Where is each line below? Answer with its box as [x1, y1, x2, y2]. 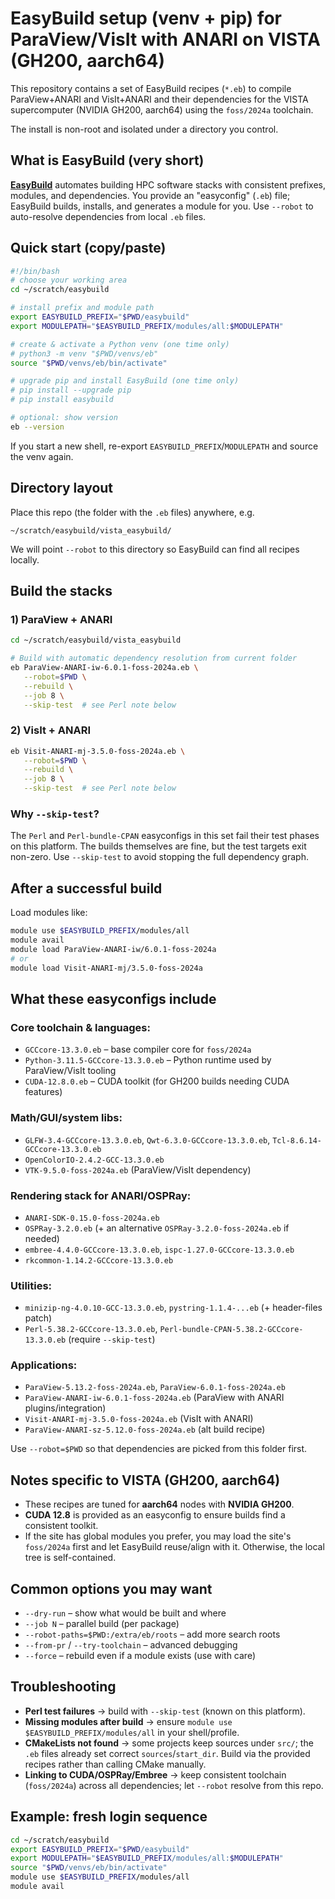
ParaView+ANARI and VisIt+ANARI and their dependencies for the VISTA [10, 93, 309, 105]
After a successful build [10, 880, 163, 897]
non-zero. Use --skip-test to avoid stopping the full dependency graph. [10, 851, 309, 863]
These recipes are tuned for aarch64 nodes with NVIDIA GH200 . [24, 1498, 295, 1511]
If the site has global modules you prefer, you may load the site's [24, 1530, 292, 1542]
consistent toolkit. [24, 1520, 99, 1532]
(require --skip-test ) [68, 1333, 156, 1346]
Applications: [10, 1358, 78, 1372]
